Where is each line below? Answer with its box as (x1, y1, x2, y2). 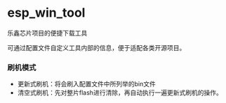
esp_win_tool (7, 5, 86, 21)
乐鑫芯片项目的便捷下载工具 (7, 29, 88, 37)
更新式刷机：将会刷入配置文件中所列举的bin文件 (17, 80, 157, 88)
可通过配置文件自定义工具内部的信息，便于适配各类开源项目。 (7, 43, 186, 51)
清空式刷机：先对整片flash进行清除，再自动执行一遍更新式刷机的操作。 (17, 88, 222, 97)
